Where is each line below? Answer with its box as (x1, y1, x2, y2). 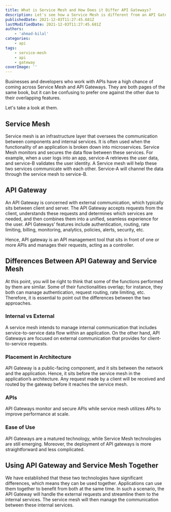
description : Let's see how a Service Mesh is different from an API (5, 12, 156, 17)
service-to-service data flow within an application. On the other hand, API (5, 330, 160, 336)
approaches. (5, 300, 32, 306)
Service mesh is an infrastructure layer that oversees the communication (5, 133, 158, 139)
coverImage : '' (5, 64, 38, 69)
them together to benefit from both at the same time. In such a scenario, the (5, 485, 164, 492)
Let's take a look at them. (5, 105, 59, 111)
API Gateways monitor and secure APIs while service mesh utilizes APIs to (5, 406, 161, 412)
